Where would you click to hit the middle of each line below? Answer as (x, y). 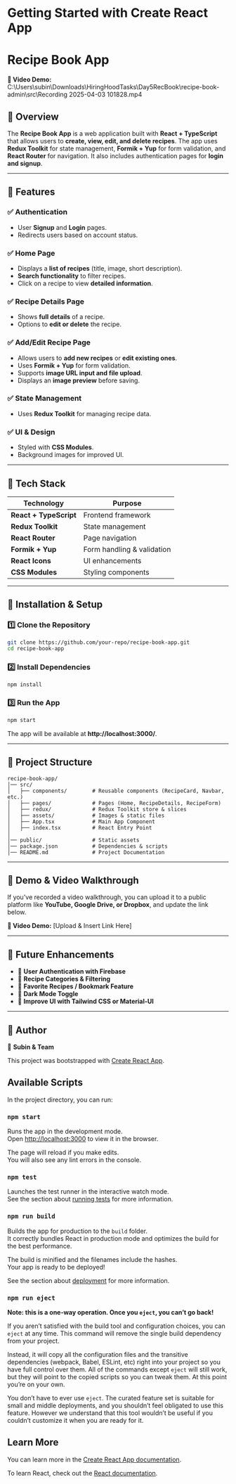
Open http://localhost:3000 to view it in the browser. (83, 1139)
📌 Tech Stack (37, 483)
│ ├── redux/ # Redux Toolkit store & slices (97, 809)
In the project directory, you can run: (60, 1099)
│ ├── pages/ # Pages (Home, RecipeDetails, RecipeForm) (114, 803)
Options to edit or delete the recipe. (69, 324)
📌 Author (27, 1030)
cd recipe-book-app (36, 649)
